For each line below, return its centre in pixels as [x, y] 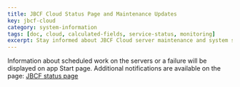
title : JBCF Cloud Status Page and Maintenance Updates [92, 14]
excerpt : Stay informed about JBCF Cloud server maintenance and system [118, 41]
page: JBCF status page [43, 76]
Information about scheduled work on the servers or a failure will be [107, 61]
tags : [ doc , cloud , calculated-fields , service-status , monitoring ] [111, 34]
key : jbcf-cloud [31, 21]
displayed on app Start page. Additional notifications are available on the [114, 68]
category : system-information [52, 27]
